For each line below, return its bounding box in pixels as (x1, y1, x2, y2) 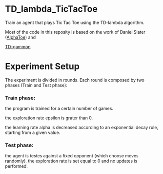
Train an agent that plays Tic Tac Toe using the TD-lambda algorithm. (5, 20, 145, 25)
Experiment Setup (5, 61, 80, 72)
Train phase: (5, 94, 36, 101)
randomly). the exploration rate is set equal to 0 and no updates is (5, 158, 138, 164)
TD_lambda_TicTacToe (5, 3, 98, 15)
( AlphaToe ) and (5, 34, 36, 40)
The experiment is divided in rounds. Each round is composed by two (5, 77, 145, 83)
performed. (5, 163, 28, 169)
